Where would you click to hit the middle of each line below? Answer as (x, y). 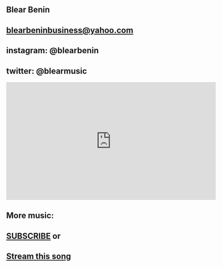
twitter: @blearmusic (47, 71)
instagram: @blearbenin (53, 51)
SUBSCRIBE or (34, 236)
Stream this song (39, 257)
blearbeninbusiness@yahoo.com (70, 30)
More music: (30, 216)
